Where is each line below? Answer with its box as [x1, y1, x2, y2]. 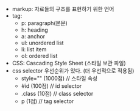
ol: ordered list [21, 52, 58, 59]
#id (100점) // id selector [21, 82, 82, 90]
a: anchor [21, 33, 46, 40]
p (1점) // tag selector [21, 98, 74, 105]
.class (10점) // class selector [21, 90, 94, 97]
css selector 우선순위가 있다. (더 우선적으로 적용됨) [12, 67, 135, 74]
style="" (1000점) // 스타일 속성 [21, 75, 98, 82]
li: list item [21, 46, 47, 53]
